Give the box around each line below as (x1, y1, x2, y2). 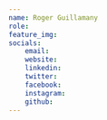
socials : (8, 38, 42, 48)
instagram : (24, 88, 66, 97)
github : (24, 97, 53, 106)
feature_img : (8, 30, 58, 39)
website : (24, 55, 58, 64)
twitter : (24, 72, 58, 81)
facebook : (24, 80, 63, 89)
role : (8, 22, 29, 31)
